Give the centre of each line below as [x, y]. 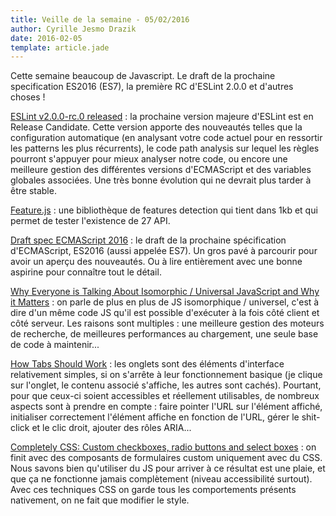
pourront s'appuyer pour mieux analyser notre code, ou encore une [149, 159]
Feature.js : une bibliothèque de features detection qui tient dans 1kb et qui [164, 210]
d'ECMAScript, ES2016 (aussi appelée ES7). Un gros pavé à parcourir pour [164, 251]
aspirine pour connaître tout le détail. [86, 272]
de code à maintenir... [55, 345]
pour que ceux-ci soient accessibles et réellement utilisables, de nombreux [165, 396]
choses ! [28, 97]
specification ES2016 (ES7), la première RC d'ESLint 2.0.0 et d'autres [152, 87]
